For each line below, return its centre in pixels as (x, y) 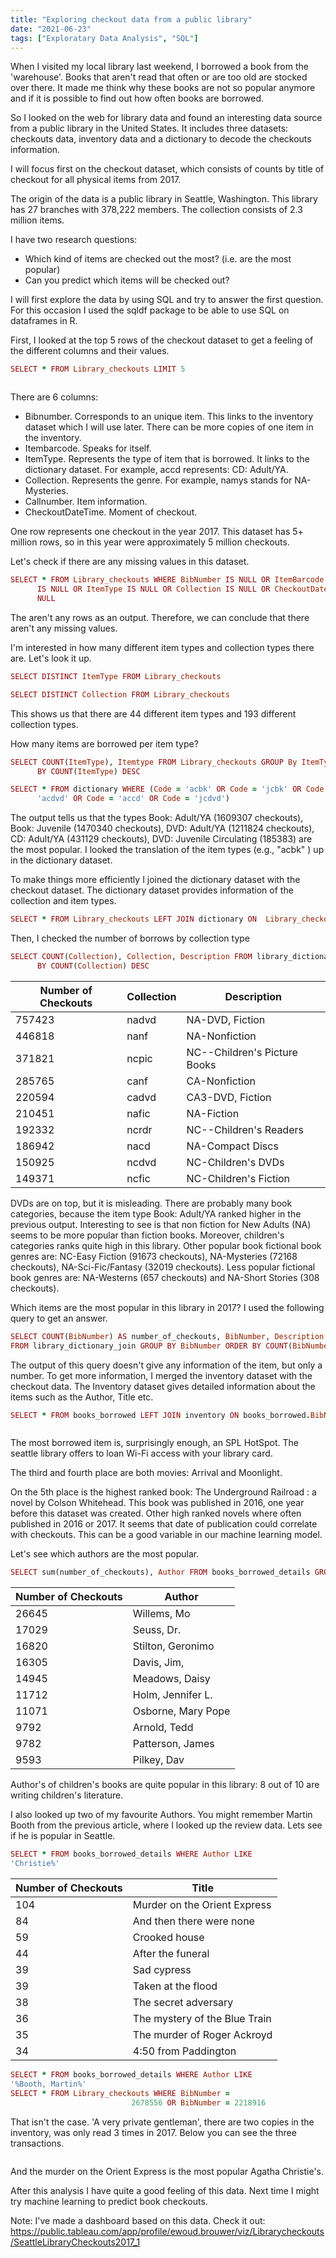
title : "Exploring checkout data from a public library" (131, 19)
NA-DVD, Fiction (226, 1019)
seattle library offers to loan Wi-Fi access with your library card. (141, 1453)
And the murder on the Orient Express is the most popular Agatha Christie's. (167, 2171)
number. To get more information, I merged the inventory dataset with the (161, 1375)
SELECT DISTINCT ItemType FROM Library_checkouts (116, 676)
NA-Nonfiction (221, 1036)
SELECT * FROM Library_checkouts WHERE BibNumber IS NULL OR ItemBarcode (167, 580)
